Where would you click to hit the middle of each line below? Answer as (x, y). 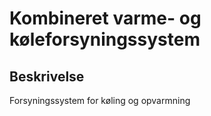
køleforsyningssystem (105, 39)
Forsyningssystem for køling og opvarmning (100, 100)
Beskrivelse (47, 76)
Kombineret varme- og (105, 18)
